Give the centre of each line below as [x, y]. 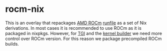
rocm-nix [25, 9]
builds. [12, 44]
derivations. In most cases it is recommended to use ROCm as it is [73, 28]
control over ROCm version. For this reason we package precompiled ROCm [83, 39]
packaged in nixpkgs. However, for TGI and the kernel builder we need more [84, 33]
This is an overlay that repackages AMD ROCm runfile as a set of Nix [76, 23]
